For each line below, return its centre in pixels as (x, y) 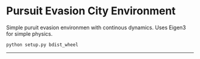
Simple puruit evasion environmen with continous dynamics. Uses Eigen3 (96, 27)
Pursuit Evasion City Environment (91, 11)
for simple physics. (29, 33)
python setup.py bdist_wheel (42, 45)
